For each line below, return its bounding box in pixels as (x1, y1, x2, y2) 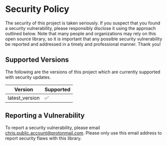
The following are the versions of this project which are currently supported (5, 69, 161, 75)
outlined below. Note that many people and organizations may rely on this (5, 30, 156, 36)
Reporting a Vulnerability (5, 111, 85, 120)
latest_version (7, 94, 40, 101)
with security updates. (5, 74, 51, 80)
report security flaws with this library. (5, 135, 82, 141)
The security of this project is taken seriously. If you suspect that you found (5, 20, 161, 26)
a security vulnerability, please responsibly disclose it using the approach (5, 25, 156, 31)
